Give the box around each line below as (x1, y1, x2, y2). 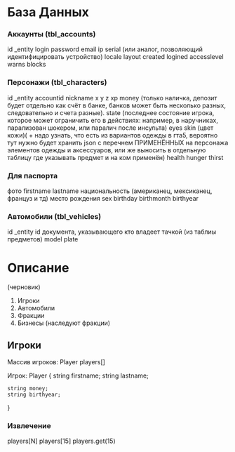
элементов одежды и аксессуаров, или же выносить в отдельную (7, 145, 206, 154)
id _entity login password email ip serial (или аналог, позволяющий (7, 45, 203, 53)
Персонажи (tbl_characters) (7, 78, 107, 88)
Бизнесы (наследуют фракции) (17, 319, 111, 327)
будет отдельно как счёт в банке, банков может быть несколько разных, (7, 101, 227, 109)
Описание (7, 260, 69, 276)
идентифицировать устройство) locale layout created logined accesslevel (7, 53, 224, 61)
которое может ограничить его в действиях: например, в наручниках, (7, 116, 219, 124)
